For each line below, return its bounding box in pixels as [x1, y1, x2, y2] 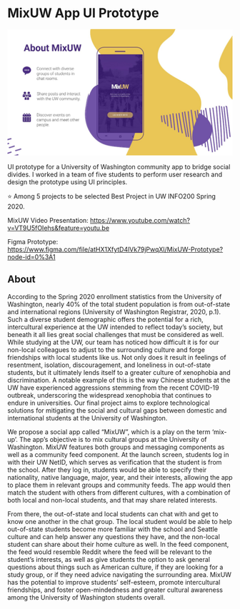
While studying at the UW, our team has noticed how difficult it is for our [7, 338, 219, 346]
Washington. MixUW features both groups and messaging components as [7, 443, 225, 451]
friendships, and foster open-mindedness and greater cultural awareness [7, 585, 224, 594]
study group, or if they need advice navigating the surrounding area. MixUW [7, 570, 232, 579]
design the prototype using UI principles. [7, 177, 128, 186]
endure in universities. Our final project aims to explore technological [7, 398, 210, 407]
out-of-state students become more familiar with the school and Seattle [7, 525, 219, 533]
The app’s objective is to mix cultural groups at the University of [19, 435, 207, 443]
